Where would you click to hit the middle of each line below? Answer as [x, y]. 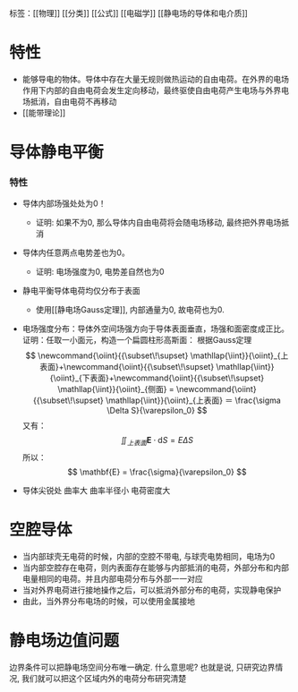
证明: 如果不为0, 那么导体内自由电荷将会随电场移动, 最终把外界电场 [158, 223]
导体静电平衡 [57, 153]
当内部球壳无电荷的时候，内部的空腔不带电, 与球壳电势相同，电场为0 [149, 557]
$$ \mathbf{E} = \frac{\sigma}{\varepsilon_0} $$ [157, 472]
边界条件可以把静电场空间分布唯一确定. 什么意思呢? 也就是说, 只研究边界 [142, 667]
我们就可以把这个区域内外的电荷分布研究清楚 [103, 679]
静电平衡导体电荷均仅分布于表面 [81, 291]
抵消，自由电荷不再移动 [73, 101]
